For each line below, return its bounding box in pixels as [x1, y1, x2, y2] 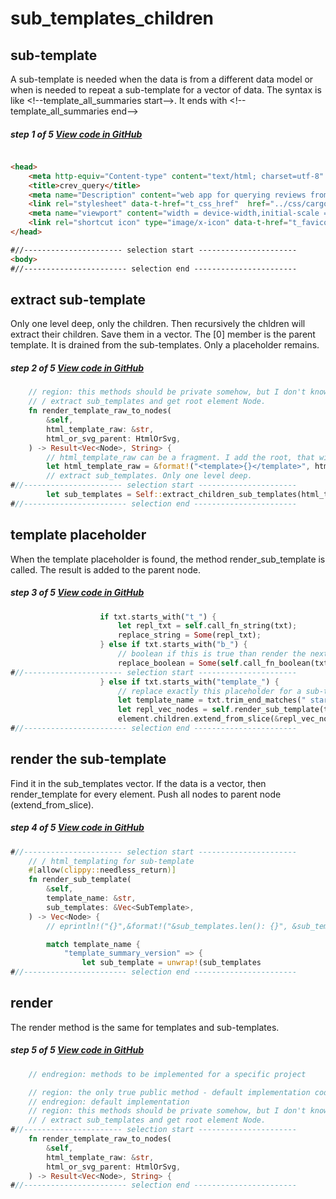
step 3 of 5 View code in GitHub [10, 587, 145, 599]
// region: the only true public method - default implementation [28, 1087, 311, 1097]
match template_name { [46, 939, 141, 949]
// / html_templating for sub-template [28, 856, 195, 866]
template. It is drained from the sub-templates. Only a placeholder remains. [10, 339, 320, 351]
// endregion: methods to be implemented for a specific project [28, 1069, 307, 1079]
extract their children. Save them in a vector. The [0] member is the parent [10, 328, 316, 341]
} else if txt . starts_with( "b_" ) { [99, 640, 248, 650]
